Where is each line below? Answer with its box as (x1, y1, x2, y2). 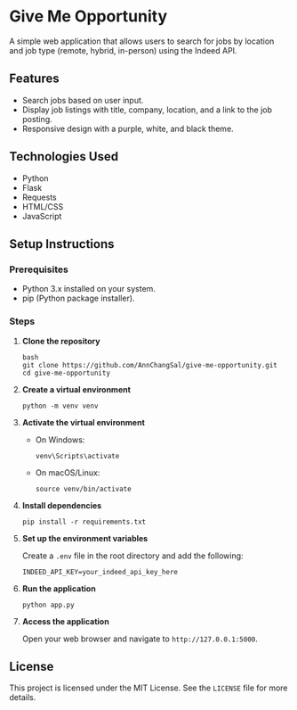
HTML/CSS (21, 201, 64, 211)
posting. (21, 113, 53, 124)
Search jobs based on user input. (21, 95, 144, 105)
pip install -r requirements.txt (21, 517, 147, 526)
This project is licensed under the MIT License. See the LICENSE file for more (9, 682, 288, 693)
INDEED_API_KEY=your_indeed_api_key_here (21, 567, 178, 576)
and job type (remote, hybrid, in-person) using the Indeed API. (9, 45, 237, 55)
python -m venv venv (21, 401, 99, 410)
